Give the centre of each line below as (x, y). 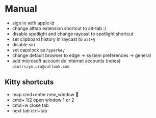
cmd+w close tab (30, 105)
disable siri (23, 44)
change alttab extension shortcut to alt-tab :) (59, 28)
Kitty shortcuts (29, 82)
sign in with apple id (33, 23)
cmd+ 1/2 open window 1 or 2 (43, 100)
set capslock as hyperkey (38, 50)
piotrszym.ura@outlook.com (41, 67)
